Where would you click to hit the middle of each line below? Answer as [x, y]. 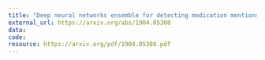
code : [17, 37]
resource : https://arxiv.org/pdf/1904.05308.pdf [90, 44]
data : [17, 30]
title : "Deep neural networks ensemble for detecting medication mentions [134, 15]
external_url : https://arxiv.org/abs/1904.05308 [90, 23]
